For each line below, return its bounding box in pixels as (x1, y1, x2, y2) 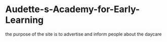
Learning (5, 14, 44, 26)
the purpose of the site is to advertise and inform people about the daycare (5, 31, 162, 37)
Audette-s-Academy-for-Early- (5, 4, 140, 15)
